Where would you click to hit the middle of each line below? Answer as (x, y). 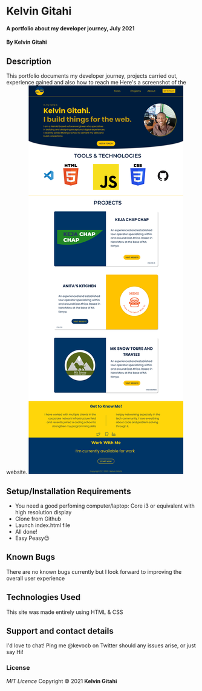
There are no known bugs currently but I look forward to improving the (94, 571)
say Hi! (15, 652)
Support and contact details (60, 631)
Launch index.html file (43, 525)
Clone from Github (38, 519)
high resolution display (43, 512)
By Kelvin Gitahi (27, 42)
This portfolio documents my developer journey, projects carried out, (92, 76)
